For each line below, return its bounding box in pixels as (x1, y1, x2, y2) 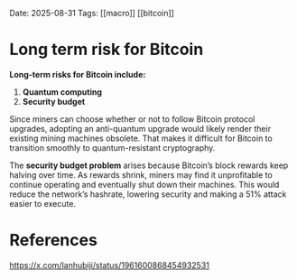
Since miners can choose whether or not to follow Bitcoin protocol (9, 113, 255, 125)
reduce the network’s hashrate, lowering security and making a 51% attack (9, 189, 287, 200)
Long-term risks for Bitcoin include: (9, 69, 146, 79)
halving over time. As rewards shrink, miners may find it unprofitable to (9, 169, 273, 180)
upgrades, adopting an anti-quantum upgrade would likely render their (9, 123, 272, 134)
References (9, 230, 97, 251)
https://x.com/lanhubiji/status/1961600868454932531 (9, 259, 209, 270)
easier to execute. (9, 198, 77, 209)
